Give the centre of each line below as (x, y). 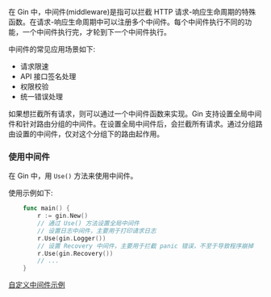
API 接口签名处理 (48, 76)
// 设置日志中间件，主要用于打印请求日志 (97, 231)
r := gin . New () (63, 216)
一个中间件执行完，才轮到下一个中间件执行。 (96, 32)
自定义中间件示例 (37, 285)
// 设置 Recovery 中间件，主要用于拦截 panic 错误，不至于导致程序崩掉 (146, 246)
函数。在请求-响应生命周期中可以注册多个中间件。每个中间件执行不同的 (127, 22)
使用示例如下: (31, 193)
